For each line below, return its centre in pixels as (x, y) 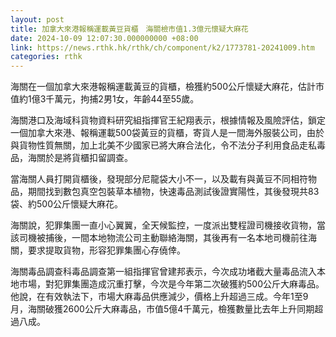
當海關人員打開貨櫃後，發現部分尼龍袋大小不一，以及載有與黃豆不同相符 (159, 179)
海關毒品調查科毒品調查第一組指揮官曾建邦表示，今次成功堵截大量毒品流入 (163, 272)
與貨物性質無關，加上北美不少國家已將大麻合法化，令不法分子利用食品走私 (163, 145)
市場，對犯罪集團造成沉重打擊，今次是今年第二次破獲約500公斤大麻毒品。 (171, 284)
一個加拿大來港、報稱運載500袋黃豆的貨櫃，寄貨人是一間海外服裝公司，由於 (167, 133)
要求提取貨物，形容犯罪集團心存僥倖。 (106, 250)
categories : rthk (46, 57)
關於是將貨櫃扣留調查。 (84, 158)
